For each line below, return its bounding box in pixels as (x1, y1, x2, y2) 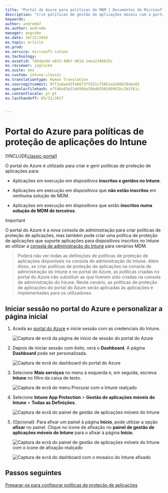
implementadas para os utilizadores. (17, 290, 92, 296)
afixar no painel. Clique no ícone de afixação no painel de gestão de (12, 424, 154, 430)
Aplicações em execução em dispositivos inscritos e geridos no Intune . (12, 178, 161, 184)
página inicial (5, 312, 48, 320)
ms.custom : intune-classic (5, 72, 61, 77)
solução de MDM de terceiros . (12, 208, 76, 214)
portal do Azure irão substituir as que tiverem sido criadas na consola (17, 274, 161, 280)
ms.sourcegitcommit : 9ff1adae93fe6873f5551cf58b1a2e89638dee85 (5, 81, 140, 86)
